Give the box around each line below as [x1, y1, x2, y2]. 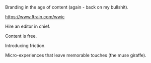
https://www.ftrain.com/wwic [5, 14, 65, 19]
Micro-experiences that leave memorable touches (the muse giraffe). [5, 52, 147, 58]
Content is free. [5, 33, 37, 39]
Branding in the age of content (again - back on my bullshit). [5, 4, 129, 10]
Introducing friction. [5, 43, 46, 49]
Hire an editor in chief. [5, 23, 51, 29]
